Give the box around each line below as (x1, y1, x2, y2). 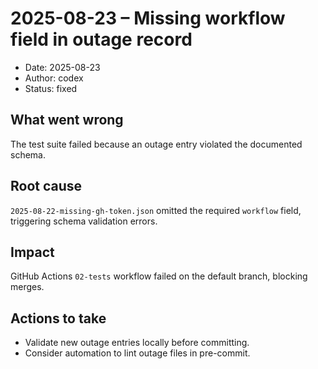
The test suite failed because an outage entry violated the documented (10, 138, 303, 150)
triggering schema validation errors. (10, 215, 158, 227)
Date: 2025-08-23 (24, 61, 101, 73)
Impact (10, 243, 55, 261)
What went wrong (10, 112, 124, 129)
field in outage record (10, 28, 193, 51)
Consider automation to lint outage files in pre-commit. (24, 347, 251, 359)
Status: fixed (24, 82, 78, 94)
